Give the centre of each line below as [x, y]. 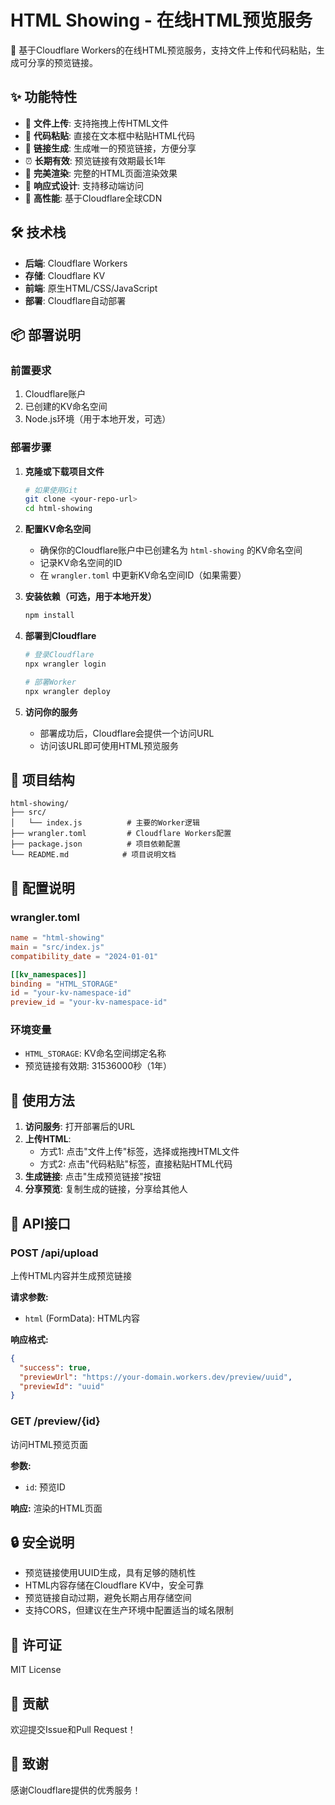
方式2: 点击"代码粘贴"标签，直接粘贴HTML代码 [136, 1164]
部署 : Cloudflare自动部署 [75, 300]
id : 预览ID [45, 1487]
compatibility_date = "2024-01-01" [84, 956]
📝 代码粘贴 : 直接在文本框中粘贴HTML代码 [109, 135]
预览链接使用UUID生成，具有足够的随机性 [110, 1573]
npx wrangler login [65, 664]
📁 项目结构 [42, 779]
